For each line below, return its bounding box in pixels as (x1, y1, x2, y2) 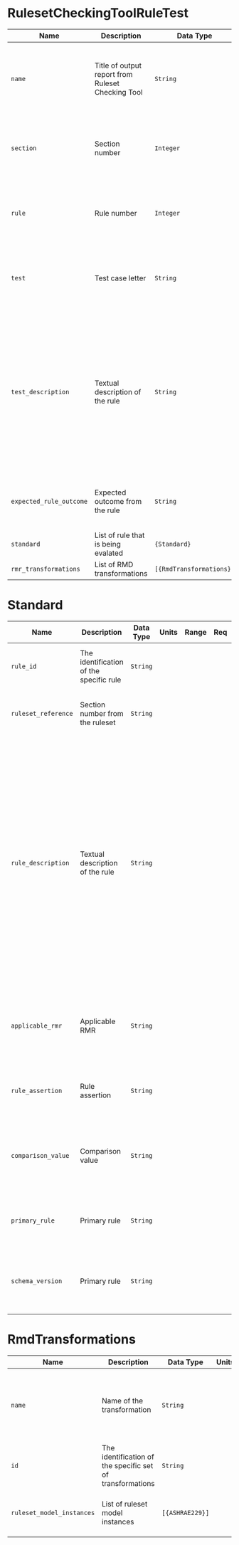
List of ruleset (102, 1499, 148, 1509)
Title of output (94, 60, 142, 70)
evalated (94, 548, 123, 558)
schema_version (11, 1277, 63, 1285)
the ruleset (80, 717, 116, 727)
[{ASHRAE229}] (161, 1509, 210, 1517)
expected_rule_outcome (11, 497, 87, 505)
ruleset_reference (11, 710, 73, 717)
